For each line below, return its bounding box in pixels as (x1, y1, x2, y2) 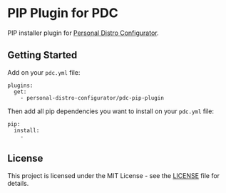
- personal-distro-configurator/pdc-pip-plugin (20, 94, 164, 101)
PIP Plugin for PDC (7, 5, 119, 21)
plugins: (7, 82, 34, 89)
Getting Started (7, 49, 78, 61)
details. (7, 179, 29, 187)
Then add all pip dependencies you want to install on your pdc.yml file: (7, 107, 214, 115)
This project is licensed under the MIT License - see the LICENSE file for (7, 171, 220, 179)
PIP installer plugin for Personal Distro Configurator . (7, 28, 159, 37)
